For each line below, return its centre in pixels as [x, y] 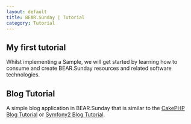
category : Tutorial [31, 23]
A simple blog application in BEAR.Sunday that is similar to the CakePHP [95, 108]
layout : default [27, 12]
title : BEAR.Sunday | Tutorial [45, 17]
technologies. [23, 75]
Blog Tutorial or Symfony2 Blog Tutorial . [56, 114]
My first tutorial [36, 47]
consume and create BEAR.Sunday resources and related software [89, 68]
